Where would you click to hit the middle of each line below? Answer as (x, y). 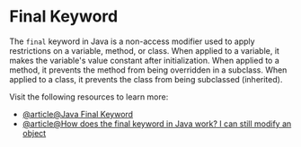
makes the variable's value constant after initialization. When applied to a (145, 60)
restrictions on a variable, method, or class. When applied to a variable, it (145, 50)
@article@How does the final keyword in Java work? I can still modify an (157, 124)
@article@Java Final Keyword (77, 114)
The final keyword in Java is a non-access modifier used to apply (132, 41)
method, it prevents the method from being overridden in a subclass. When (148, 70)
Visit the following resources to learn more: (89, 97)
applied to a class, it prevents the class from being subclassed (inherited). (146, 79)
